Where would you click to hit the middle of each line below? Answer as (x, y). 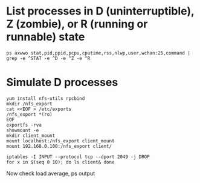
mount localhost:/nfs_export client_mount (60, 141)
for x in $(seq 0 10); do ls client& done (60, 162)
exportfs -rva (24, 125)
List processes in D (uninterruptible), (100, 11)
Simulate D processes (62, 82)
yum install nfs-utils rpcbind (46, 98)
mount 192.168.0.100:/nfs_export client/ (59, 146)
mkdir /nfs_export (29, 104)
